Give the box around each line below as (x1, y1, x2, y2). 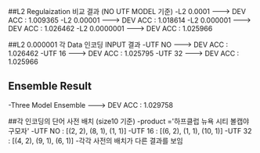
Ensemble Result (8, 80, 92, 93)
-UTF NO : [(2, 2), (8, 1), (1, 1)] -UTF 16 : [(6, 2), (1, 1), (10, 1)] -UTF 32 (31, 126, 252, 135)
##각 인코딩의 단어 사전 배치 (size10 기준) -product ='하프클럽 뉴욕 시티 (8, 116, 229, 126)
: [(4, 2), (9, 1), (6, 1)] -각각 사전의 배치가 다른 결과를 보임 (8, 136, 183, 145)
